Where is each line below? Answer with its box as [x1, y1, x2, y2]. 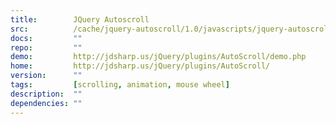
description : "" [10, 89, 83, 99]
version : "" [10, 71, 83, 81]
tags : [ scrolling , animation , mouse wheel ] [10, 80, 230, 90]
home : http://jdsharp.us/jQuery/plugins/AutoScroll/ [10, 61, 271, 71]
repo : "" [10, 42, 83, 53]
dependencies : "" [10, 98, 83, 108]
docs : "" [10, 33, 83, 43]
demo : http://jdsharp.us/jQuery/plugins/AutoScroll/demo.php [10, 52, 307, 62]
